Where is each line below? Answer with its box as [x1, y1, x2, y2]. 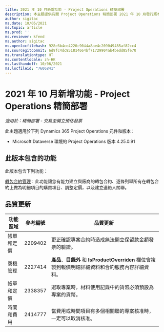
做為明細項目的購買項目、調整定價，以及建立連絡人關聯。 [13, 184, 129, 190]
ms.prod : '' [5, 30, 29, 35]
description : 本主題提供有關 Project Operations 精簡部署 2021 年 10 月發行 [5, 12, 154, 17]
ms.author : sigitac [5, 39, 45, 44]
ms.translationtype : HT [5, 52, 54, 58]
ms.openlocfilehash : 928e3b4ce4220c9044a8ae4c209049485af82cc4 [5, 43, 137, 48]
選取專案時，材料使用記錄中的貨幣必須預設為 [51, 284, 154, 291]
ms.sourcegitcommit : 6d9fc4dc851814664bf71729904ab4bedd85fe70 [5, 48, 137, 53]
